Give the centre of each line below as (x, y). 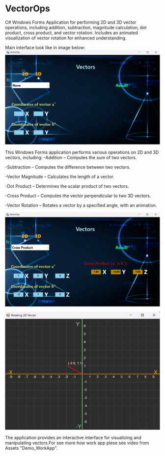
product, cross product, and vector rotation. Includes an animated (72, 33)
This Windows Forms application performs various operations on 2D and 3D (82, 152)
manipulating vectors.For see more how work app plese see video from (77, 443)
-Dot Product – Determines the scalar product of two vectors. (67, 186)
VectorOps (27, 9)
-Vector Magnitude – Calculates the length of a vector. (60, 176)
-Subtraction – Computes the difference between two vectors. (68, 167)
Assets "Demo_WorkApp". (31, 448)
